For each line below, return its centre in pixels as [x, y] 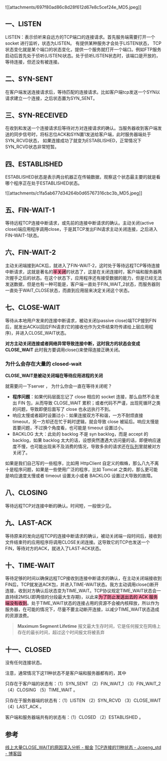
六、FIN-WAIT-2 [31, 252]
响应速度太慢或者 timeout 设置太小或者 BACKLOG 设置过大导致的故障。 [82, 476]
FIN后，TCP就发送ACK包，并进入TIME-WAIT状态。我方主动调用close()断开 [82, 584]
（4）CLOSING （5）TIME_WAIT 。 [42, 690]
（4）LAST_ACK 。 [25, 707]
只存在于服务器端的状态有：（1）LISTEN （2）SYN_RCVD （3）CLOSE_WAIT [83, 700]
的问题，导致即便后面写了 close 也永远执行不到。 [63, 409]
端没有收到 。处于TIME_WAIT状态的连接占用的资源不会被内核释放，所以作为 [82, 603]
